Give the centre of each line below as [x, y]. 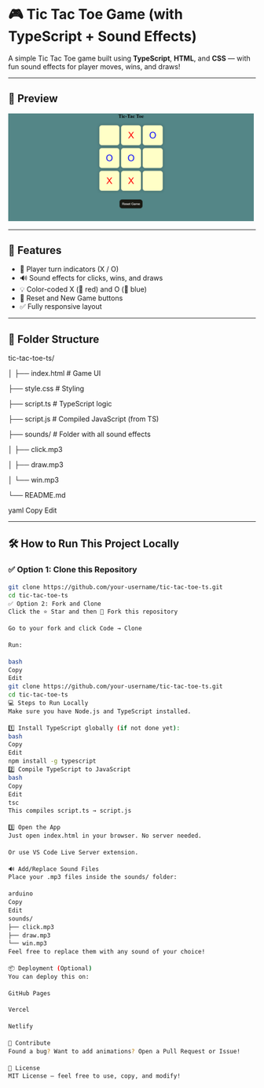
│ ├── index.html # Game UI [55, 373]
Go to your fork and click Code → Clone [75, 629]
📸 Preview [33, 99]
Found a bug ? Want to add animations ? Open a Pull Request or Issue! [125, 1051]
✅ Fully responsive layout [60, 307]
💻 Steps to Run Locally [48, 704]
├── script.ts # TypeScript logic [60, 404]
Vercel [19, 1010]
